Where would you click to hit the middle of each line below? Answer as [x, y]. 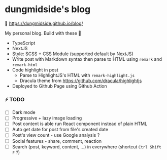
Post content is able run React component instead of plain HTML [80, 124]
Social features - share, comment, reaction [57, 141]
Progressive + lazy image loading [47, 118]
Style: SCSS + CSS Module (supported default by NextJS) [73, 54]
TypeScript [24, 43]
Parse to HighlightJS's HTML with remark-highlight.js [77, 75]
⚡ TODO [15, 99]
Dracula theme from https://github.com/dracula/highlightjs [81, 81]
